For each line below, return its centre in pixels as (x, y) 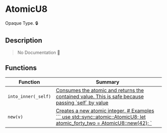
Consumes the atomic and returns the (100, 90)
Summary (108, 82)
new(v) (15, 117)
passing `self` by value (82, 102)
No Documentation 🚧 (39, 52)
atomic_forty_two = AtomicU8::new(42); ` (104, 123)
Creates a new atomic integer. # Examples (105, 111)
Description (24, 41)
